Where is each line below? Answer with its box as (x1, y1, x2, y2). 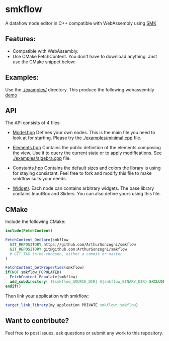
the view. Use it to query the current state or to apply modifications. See (12, 150, 162, 156)
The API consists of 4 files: (5, 120, 61, 126)
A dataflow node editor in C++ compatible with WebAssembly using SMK (5, 20, 157, 26)
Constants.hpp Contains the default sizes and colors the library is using (12, 165, 161, 171)
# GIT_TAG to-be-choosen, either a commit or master (10, 251, 123, 257)
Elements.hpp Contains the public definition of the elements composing (12, 145, 161, 151)
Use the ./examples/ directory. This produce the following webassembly (5, 86, 154, 92)
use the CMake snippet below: (12, 59, 76, 65)
